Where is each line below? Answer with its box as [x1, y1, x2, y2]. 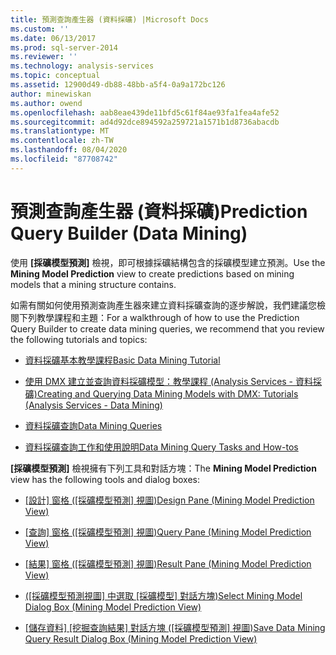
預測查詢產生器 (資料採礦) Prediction [10, 200, 308, 223]
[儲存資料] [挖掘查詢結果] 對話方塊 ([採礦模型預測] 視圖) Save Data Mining [24, 621, 326, 633]
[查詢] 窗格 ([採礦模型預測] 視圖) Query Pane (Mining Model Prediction [24, 526, 312, 538]
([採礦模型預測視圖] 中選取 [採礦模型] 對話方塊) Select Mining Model [24, 589, 303, 601]
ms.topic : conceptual [10, 71, 101, 81]
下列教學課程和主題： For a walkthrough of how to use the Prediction [18, 311, 300, 323]
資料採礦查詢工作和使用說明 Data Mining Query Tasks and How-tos [24, 441, 299, 453]
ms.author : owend [10, 98, 83, 108]
